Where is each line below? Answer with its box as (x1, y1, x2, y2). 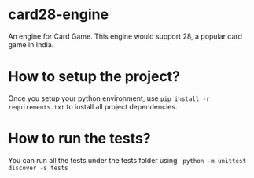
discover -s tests (8, 164, 68, 172)
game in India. (8, 39, 54, 49)
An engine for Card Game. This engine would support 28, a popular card (8, 32, 242, 41)
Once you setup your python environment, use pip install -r (8, 93, 210, 103)
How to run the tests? (8, 130, 151, 147)
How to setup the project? (8, 68, 181, 86)
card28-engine (8, 6, 109, 24)
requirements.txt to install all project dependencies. (8, 102, 178, 111)
